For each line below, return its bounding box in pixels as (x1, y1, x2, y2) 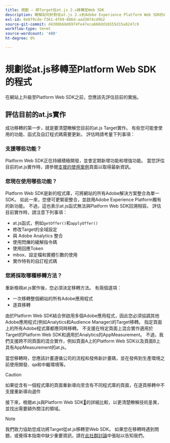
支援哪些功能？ (5, 145, 42, 152)
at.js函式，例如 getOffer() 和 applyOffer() (12, 220, 98, 226)
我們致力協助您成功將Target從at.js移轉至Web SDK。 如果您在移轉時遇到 (5, 426, 155, 432)
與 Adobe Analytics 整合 (12, 233, 63, 239)
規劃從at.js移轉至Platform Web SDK (5, 64, 157, 75)
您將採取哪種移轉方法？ (5, 272, 62, 279)
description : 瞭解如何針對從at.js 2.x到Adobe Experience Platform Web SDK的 (5, 12, 164, 17)
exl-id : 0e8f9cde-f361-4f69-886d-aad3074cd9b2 (5, 17, 105, 22)
